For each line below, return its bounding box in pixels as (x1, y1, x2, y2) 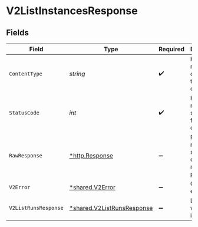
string (69, 70, 85, 78)
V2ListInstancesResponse (6, 4, 138, 18)
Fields (6, 28, 29, 38)
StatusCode (9, 110, 39, 116)
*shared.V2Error (69, 183, 116, 191)
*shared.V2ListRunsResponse (69, 204, 153, 212)
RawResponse (9, 152, 43, 159)
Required (158, 45, 184, 53)
